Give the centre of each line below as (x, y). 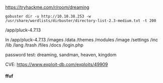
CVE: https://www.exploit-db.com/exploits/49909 (57, 64)
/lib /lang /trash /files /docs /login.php (45, 45)
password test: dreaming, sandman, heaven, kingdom (61, 55)
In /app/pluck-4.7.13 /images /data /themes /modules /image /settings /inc (82, 40)
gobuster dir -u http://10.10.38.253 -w (48, 16)
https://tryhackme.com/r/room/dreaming (47, 7)
